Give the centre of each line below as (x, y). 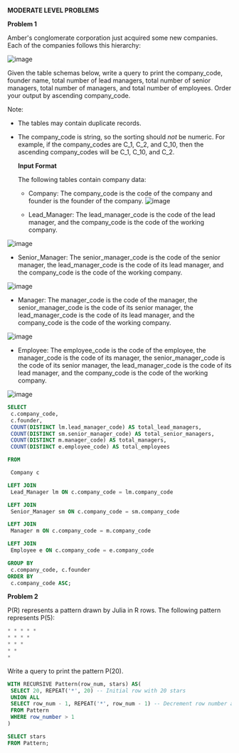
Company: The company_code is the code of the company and (120, 193)
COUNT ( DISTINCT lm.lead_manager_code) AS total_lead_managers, (106, 427)
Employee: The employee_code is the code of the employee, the (112, 350)
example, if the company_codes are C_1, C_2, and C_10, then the (111, 144)
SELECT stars (27, 736)
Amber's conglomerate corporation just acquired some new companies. (113, 38)
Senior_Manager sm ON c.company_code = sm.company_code (95, 511)
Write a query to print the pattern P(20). (65, 671)
